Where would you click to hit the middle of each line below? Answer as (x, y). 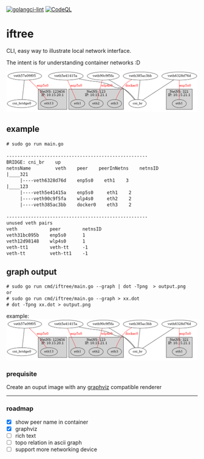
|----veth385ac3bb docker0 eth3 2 (76, 205)
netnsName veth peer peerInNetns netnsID (83, 168)
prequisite (22, 374)
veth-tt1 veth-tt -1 (47, 247)
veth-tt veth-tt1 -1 (47, 253)
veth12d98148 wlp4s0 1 (46, 241)
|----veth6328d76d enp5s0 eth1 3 (74, 180)
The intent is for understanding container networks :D (73, 62)
